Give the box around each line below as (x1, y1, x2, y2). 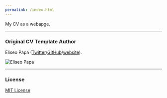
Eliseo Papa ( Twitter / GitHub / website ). (5, 49, 82, 55)
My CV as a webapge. (5, 21, 51, 27)
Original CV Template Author (5, 38, 77, 45)
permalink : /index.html (5, 7, 55, 12)
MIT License (5, 88, 31, 94)
